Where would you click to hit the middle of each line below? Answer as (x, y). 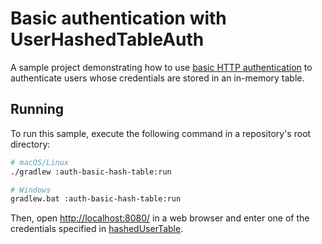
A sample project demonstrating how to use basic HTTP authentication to (161, 67)
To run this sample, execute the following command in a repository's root (161, 133)
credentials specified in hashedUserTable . (97, 229)
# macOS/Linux (40, 162)
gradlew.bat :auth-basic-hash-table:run (96, 199)
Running (37, 109)
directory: (30, 144)
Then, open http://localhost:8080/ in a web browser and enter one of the (160, 218)
